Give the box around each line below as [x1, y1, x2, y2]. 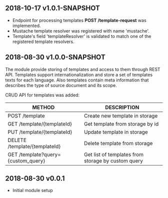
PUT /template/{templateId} [7, 128, 72, 135]
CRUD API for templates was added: [5, 92, 80, 98]
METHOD [32, 103, 55, 110]
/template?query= [19, 151, 61, 158]
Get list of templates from [84, 151, 144, 158]
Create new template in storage [84, 112, 158, 119]
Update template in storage [84, 128, 148, 135]
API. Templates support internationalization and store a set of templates [5, 71, 153, 77]
